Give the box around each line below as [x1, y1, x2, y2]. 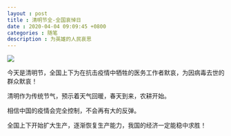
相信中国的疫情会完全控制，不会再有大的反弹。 [7, 106, 140, 115]
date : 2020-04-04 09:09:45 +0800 [7, 23, 107, 30]
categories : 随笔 [7, 29, 58, 37]
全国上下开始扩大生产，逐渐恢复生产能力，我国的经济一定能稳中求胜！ [7, 122, 207, 130]
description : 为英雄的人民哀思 [7, 36, 92, 43]
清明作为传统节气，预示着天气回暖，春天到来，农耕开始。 [7, 92, 170, 100]
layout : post [7, 10, 48, 17]
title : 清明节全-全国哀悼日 [7, 17, 81, 23]
